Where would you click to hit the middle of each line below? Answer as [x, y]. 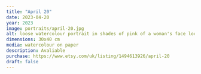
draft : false [22, 61]
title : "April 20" [29, 12]
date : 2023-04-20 [28, 17]
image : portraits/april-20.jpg [45, 28]
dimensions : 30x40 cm [33, 39]
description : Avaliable [36, 51]
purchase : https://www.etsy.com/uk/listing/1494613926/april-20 [88, 56]
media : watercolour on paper [42, 45]
